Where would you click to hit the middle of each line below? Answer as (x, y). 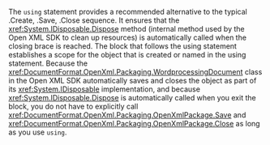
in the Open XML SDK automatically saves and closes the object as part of (133, 81)
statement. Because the (48, 63)
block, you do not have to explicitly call (73, 106)
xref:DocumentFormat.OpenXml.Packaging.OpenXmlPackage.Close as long (135, 124)
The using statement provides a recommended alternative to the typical (128, 12)
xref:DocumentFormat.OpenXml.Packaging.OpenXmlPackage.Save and (127, 115)
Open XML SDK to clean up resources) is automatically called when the (128, 37)
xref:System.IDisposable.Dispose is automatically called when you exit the (133, 98)
